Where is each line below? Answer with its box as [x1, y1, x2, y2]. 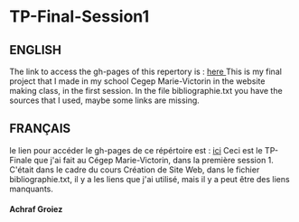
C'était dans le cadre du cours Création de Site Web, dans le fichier [9, 164, 260, 175]
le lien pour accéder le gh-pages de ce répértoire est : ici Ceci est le [9, 144, 264, 155]
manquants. [9, 183, 54, 194]
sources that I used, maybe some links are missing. [9, 95, 201, 106]
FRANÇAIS [9, 121, 71, 136]
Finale [9, 154, 33, 165]
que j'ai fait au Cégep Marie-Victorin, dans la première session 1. [33, 154, 274, 165]
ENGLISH [9, 42, 61, 58]
